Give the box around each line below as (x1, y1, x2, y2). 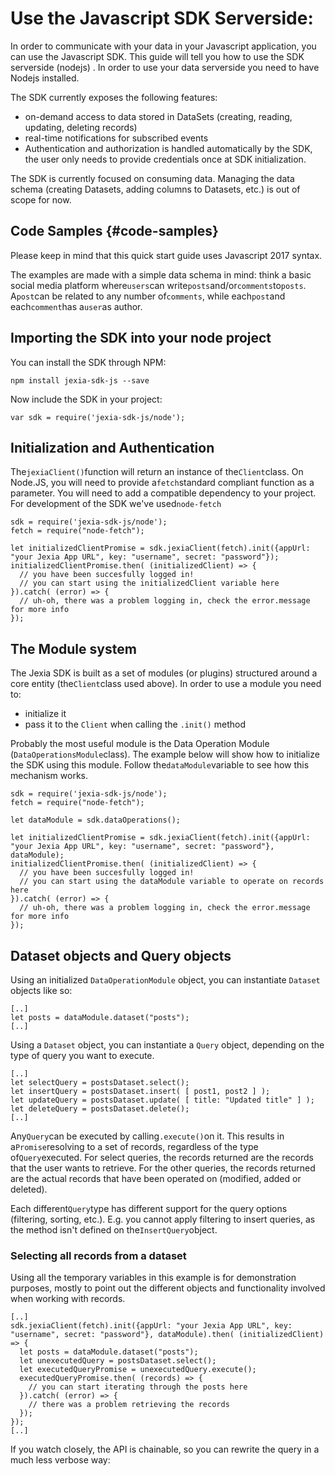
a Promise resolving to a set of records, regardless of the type (10, 1141, 259, 1152)
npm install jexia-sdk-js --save (10, 375, 150, 386)
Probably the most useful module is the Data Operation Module (10, 738, 270, 750)
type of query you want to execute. (10, 1050, 155, 1061)
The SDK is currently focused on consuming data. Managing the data (10, 172, 295, 184)
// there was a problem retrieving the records (28, 1400, 230, 1410)
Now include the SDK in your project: (10, 393, 163, 405)
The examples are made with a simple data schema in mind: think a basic (10, 268, 312, 281)
